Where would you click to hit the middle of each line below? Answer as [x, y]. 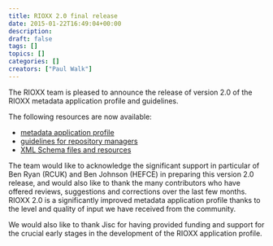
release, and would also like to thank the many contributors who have [125, 182]
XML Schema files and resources [76, 149]
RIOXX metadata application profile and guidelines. [93, 101]
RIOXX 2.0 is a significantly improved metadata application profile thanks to [134, 200]
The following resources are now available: [80, 116]
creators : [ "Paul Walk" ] [50, 69]
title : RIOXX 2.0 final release [63, 16]
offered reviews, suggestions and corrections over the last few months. [128, 191]
